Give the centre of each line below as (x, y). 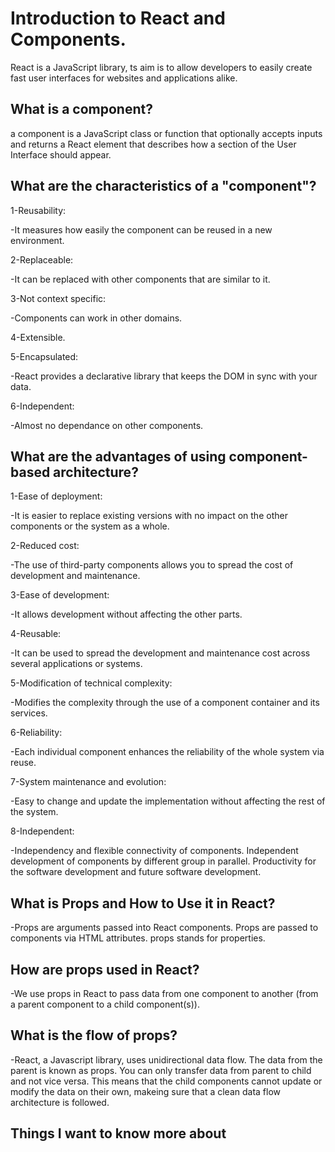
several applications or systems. (76, 664)
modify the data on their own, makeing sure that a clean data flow (146, 1091)
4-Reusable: (36, 634)
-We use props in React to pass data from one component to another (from (164, 993)
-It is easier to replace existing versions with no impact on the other (149, 516)
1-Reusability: (38, 210)
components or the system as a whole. (90, 526)
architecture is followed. (60, 1102)
